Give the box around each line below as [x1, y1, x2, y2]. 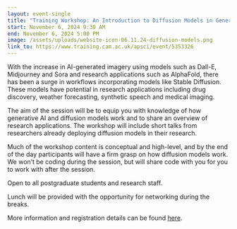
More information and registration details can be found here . [7, 213, 183, 222]
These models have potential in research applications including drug [7, 86, 206, 93]
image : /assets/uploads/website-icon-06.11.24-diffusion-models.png [7, 37, 213, 44]
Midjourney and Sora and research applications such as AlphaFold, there [7, 70, 219, 78]
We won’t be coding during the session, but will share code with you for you [7, 158, 228, 166]
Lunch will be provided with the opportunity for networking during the [7, 192, 210, 201]
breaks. [7, 200, 30, 209]
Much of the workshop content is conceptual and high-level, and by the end [7, 143, 228, 151]
